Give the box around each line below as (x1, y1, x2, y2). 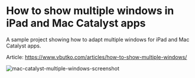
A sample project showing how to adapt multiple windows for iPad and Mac (6, 36, 190, 43)
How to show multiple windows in (6, 4, 174, 18)
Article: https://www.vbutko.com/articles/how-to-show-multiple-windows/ (6, 53, 187, 60)
